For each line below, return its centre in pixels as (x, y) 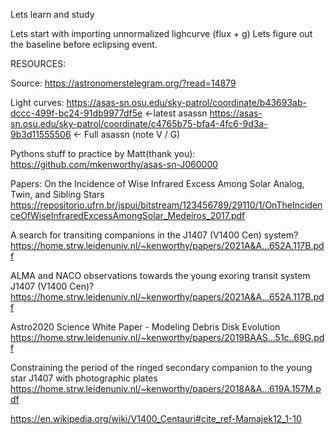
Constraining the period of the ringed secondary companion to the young (161, 367)
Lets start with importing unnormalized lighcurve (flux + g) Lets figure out (161, 33)
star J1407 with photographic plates (84, 378)
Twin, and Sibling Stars (57, 194)
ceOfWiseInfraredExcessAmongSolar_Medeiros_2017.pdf (128, 215)
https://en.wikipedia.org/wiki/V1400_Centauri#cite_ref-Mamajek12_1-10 (156, 418)
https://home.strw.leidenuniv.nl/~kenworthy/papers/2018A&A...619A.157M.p (166, 388)
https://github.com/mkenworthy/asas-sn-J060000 (114, 164)
